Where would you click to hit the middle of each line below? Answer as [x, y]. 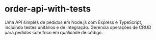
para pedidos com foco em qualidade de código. [54, 32]
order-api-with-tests [48, 9]
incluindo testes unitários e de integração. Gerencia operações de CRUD [78, 27]
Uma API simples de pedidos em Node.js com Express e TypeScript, [74, 22]
